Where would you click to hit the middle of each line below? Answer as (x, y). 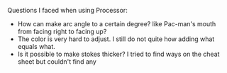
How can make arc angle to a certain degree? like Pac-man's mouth (117, 24)
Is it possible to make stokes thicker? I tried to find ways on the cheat (118, 54)
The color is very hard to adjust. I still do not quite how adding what (116, 39)
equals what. (36, 46)
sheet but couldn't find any (57, 62)
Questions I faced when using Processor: (67, 10)
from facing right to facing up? (62, 32)
